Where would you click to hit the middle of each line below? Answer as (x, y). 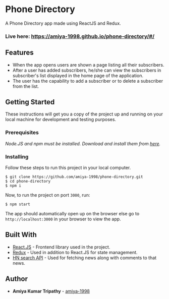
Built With (21, 235)
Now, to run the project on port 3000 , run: (48, 195)
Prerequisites (22, 133)
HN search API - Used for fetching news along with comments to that (84, 258)
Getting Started (30, 102)
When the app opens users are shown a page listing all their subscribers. (88, 65)
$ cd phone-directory (28, 182)
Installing (17, 156)
